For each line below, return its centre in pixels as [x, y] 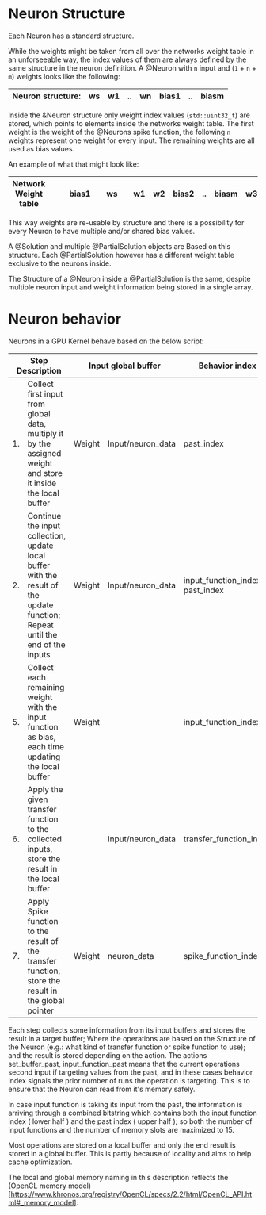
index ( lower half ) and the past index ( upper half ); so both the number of [130, 1121]
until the [42, 634]
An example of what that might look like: [74, 164]
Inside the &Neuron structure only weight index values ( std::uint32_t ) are [129, 115]
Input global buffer [124, 366]
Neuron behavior [65, 319]
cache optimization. [40, 1162]
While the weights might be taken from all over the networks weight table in [131, 51]
